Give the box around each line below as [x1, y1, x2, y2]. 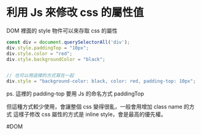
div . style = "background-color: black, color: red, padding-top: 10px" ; [6, 78, 196, 84]
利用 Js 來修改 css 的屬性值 [6, 5, 144, 20]
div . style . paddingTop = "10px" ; [6, 45, 89, 51]
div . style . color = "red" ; [6, 50, 72, 57]
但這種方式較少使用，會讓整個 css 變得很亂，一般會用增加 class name [6, 103, 183, 111]
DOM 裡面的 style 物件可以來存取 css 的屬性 [6, 27, 118, 34]
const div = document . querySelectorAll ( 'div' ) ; [6, 39, 131, 45]
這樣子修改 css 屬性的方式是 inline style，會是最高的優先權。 [13, 111, 167, 118]
